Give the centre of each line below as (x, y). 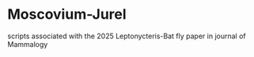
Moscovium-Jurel (67, 14)
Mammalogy (28, 44)
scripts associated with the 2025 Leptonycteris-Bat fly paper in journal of (127, 36)
